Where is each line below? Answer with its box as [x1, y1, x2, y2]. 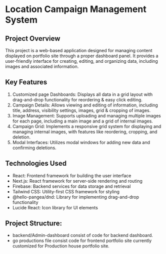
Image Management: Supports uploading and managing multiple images [12, 112, 161, 118]
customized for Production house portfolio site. [12, 243, 110, 249]
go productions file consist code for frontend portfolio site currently [12, 237, 152, 244]
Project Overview [5, 34, 60, 43]
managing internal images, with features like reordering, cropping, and [12, 129, 157, 135]
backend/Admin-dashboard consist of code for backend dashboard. [12, 232, 153, 238]
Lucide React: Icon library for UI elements [12, 204, 98, 210]
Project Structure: [5, 219, 62, 228]
